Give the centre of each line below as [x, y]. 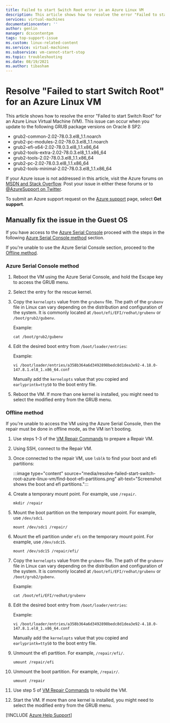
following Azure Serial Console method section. [55, 237]
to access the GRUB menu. [41, 282]
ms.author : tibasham [27, 66]
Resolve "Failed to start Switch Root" [85, 91]
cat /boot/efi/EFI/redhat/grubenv [49, 596]
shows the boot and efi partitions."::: [51, 484]
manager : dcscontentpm [30, 33]
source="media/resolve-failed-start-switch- [110, 474]
